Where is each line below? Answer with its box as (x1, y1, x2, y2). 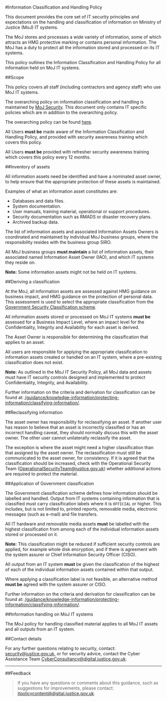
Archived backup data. (12, 219, 59, 225)
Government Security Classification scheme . (5, 304, 97, 310)
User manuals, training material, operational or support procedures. (12, 209, 151, 214)
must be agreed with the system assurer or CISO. (5, 581, 107, 587)
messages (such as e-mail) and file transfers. (5, 511, 98, 517)
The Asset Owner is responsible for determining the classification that (5, 334, 148, 340)
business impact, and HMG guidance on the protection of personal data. (5, 294, 153, 300)
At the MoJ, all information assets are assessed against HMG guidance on (5, 288, 157, 294)
